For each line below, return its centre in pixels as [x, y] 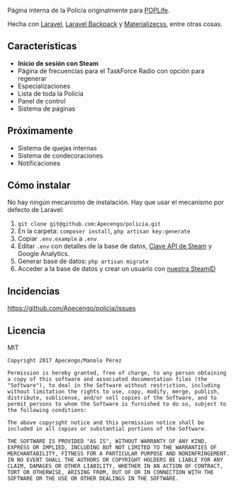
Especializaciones [44, 86]
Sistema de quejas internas [57, 148]
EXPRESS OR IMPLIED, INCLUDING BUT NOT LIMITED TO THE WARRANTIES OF [112, 448]
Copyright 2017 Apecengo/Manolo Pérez [64, 361]
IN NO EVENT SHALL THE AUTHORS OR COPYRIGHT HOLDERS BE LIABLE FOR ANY [115, 460]
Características [42, 46]
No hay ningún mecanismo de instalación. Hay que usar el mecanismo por [116, 202]
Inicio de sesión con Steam [58, 63]
